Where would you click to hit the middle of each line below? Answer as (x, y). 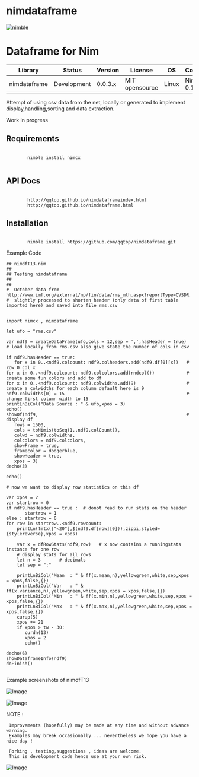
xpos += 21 (30, 622)
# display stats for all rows (54, 555)
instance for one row (33, 550)
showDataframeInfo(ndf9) (37, 659)
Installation (27, 223)
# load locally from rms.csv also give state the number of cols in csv (98, 347)
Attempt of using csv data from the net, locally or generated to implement (96, 102)
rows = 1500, (30, 425)
